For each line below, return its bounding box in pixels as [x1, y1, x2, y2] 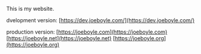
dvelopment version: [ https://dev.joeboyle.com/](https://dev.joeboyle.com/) [6, 17, 195, 23]
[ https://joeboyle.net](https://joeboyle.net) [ [6, 35, 115, 41]
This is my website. [6, 5, 54, 12]
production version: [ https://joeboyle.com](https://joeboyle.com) [6, 28, 168, 35]
